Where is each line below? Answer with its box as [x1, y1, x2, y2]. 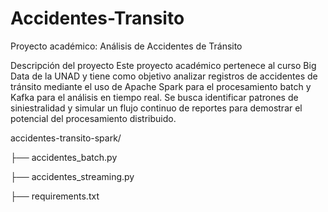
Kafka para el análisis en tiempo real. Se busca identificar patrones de [10, 91, 299, 103]
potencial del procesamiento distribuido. [10, 112, 177, 124]
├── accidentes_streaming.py [10, 170, 135, 182]
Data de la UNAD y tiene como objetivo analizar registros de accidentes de [10, 70, 318, 82]
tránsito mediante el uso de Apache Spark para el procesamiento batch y [10, 80, 312, 92]
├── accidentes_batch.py [10, 151, 118, 163]
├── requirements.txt [10, 190, 100, 202]
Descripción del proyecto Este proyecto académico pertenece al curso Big [10, 59, 317, 71]
